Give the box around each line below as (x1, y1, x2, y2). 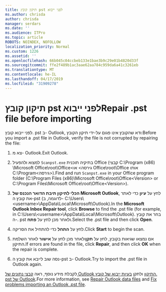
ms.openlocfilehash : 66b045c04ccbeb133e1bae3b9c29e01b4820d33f (5, 58, 139, 63)
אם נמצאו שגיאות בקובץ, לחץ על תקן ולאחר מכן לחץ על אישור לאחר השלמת (12, 235, 154, 241)
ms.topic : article (5, 35, 43, 40)
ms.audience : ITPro (5, 30, 46, 35)
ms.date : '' (5, 26, 30, 31)
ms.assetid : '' (5, 53, 37, 59)
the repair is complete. (12, 246, 58, 252)
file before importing (5, 113, 92, 124)
